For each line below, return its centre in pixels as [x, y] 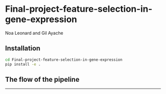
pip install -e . [23, 64]
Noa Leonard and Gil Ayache [34, 33]
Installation [23, 48]
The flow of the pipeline [42, 79]
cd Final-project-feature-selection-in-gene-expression [64, 60]
